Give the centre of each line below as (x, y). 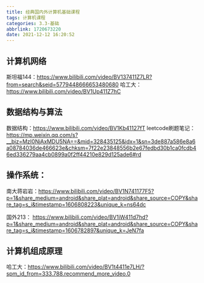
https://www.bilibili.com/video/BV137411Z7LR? (94, 76)
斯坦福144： (22, 76)
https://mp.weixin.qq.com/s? (42, 134)
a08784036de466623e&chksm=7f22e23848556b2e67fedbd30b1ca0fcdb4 (101, 148)
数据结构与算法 (34, 112)
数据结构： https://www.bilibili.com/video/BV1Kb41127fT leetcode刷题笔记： (101, 128)
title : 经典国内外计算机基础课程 (43, 12)
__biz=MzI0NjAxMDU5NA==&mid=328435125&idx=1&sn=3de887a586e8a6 (101, 141)
